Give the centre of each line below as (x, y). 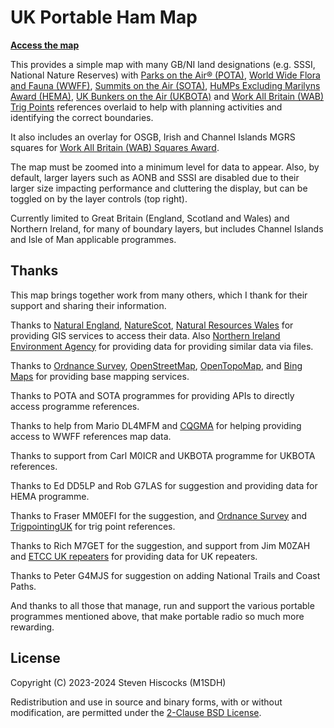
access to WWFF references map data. (91, 436)
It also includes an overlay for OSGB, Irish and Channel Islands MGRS (153, 137)
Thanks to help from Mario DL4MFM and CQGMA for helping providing (156, 425)
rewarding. (32, 627)
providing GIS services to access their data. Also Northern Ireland (145, 335)
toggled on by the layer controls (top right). (99, 198)
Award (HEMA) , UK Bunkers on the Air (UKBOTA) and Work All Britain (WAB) (167, 96)
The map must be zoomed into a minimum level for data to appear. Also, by (165, 167)
